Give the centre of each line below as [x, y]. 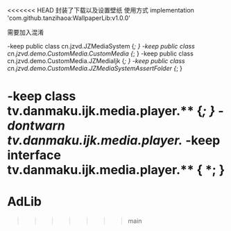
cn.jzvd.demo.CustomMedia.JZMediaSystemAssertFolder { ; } [95, 68]
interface [34, 155]
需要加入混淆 [25, 32]
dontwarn [36, 126]
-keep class [42, 96]
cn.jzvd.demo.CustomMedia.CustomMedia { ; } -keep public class [101, 53]
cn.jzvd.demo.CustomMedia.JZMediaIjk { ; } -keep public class [96, 61]
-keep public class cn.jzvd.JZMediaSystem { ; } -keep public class [101, 46]
